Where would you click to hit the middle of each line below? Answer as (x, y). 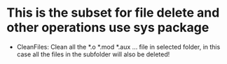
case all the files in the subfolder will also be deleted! (93, 54)
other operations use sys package (108, 27)
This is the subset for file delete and (113, 13)
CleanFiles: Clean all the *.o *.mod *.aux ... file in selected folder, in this (118, 47)
